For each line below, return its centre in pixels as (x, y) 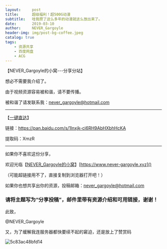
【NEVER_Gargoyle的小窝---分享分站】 (45, 71)
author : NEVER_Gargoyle (34, 28)
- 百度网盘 (24, 51)
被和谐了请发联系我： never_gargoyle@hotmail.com (57, 102)
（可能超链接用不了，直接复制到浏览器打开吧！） (55, 175)
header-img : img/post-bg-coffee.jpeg (44, 33)
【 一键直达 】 (18, 118)
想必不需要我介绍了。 (27, 81)
